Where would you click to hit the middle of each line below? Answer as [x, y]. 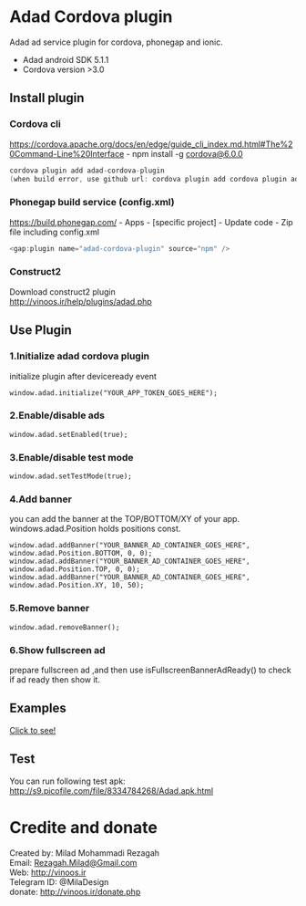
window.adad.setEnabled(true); [69, 434]
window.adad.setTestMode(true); [71, 476]
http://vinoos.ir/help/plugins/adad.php [81, 301]
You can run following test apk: [67, 781]
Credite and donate [83, 827]
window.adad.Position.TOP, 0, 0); [75, 569]
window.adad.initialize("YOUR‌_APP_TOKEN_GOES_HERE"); [114, 393]
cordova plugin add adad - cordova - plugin [87, 171]
